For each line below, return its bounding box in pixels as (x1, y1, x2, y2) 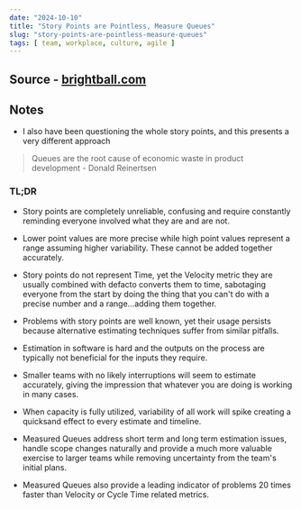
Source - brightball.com (9, 71, 147, 86)
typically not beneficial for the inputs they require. (22, 352, 208, 363)
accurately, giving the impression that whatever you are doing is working (22, 379, 293, 390)
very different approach (22, 136, 111, 147)
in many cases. (22, 388, 79, 399)
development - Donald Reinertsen (31, 163, 158, 174)
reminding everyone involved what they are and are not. (22, 215, 230, 226)
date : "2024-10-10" (9, 13, 83, 23)
